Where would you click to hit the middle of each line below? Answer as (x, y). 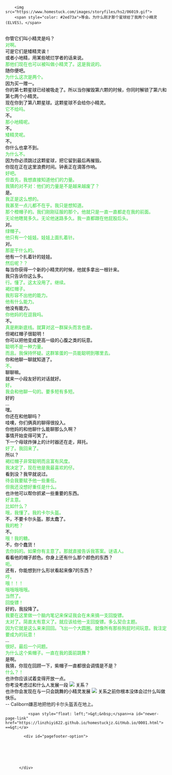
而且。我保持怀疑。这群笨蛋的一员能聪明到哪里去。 (59, 353)
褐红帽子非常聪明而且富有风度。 (39, 461)
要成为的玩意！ (21, 635)
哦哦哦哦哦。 (19, 590)
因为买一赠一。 (21, 83)
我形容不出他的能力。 (28, 295)
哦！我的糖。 (19, 538)
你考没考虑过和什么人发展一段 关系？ (47, 685)
